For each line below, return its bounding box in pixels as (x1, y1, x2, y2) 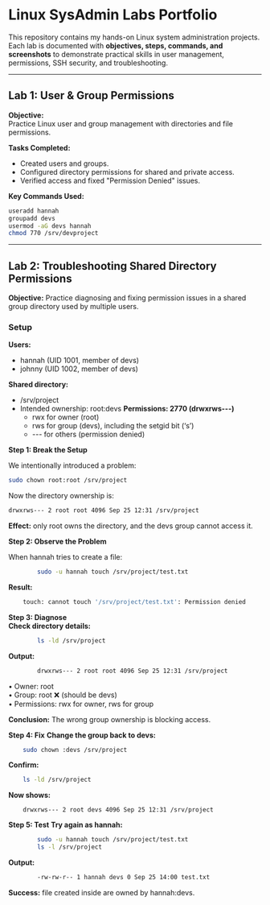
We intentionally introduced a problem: (8, 461, 137, 470)
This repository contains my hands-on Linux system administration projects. (8, 32, 260, 42)
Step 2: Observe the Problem (8, 537, 107, 547)
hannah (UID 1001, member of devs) (19, 356, 139, 366)
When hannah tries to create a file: (8, 552, 123, 562)
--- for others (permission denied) (31, 429, 145, 440)
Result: (8, 582, 33, 592)
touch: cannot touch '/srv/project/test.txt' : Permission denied (22, 597, 247, 605)
